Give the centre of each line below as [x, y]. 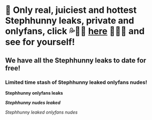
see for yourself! [40, 42]
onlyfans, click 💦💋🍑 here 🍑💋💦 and [75, 31]
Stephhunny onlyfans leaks [34, 93]
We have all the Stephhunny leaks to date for [76, 60]
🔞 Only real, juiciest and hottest [71, 10]
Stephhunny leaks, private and [70, 21]
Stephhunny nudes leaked [33, 102]
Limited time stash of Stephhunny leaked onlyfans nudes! [76, 82]
